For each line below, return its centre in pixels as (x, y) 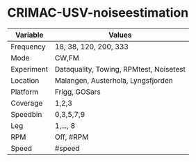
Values (120, 35)
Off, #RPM (72, 137)
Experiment (30, 69)
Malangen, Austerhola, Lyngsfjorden (114, 80)
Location (25, 80)
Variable (29, 35)
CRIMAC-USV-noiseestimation (98, 13)
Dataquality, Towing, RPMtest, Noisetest (120, 69)
